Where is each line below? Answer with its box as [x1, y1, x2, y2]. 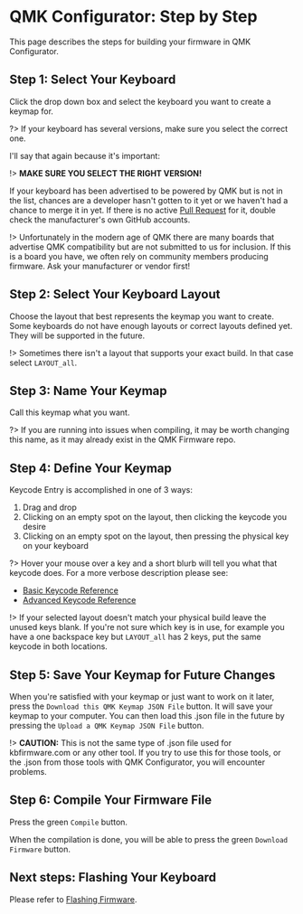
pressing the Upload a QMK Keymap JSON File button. [9, 721, 204, 730]
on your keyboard [22, 541, 89, 551]
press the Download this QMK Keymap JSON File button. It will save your [9, 701, 273, 711]
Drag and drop [22, 502, 77, 513]
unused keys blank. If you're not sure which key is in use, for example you [9, 622, 285, 633]
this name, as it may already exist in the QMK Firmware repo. [9, 434, 236, 445]
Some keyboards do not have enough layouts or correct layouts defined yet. [9, 320, 293, 331]
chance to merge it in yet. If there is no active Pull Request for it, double [9, 204, 276, 215]
